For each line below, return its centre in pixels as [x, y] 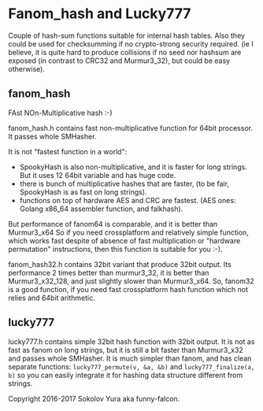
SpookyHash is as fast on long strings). [83, 192]
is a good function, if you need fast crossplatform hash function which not [128, 289]
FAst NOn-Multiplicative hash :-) [60, 113]
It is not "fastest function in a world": [68, 151]
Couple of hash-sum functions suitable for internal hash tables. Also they [127, 35]
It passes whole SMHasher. [52, 136]
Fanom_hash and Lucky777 [100, 14]
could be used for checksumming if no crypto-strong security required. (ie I [131, 43]
